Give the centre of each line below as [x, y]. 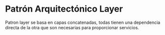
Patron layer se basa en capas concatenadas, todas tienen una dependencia [83, 22]
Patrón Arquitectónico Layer [64, 9]
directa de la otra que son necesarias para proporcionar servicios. [72, 27]
